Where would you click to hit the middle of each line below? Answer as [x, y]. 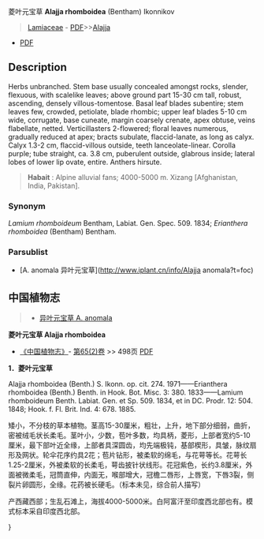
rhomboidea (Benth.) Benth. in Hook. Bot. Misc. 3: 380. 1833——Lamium [126, 392]
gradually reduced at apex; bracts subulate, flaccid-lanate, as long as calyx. [131, 137]
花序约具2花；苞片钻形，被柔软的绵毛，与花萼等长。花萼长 [152, 455]
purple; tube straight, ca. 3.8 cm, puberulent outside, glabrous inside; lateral [132, 153]
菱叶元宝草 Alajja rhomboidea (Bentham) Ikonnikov [91, 11]
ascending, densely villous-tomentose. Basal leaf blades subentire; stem [126, 103]
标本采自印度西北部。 [49, 511]
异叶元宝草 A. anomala [76, 318]
